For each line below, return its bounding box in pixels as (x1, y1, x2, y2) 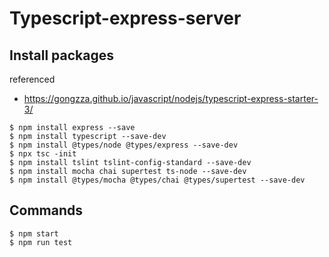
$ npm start (9, 228, 59, 239)
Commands (9, 202, 84, 219)
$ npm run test (9, 237, 73, 247)
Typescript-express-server (9, 7, 242, 30)
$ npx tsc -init (9, 149, 77, 159)
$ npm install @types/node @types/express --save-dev (9, 140, 239, 150)
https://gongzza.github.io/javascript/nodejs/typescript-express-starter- (23, 93, 319, 104)
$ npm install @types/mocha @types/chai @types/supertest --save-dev (9, 175, 306, 185)
